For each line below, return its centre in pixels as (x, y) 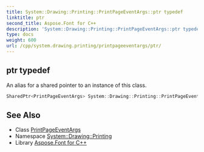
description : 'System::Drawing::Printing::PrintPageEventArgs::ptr (93, 29)
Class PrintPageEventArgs (48, 130)
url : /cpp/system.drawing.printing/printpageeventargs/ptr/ (84, 46)
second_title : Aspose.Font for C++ (51, 23)
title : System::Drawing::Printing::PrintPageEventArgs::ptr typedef (95, 12)
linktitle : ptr (25, 18)
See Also (23, 115)
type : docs (20, 35)
